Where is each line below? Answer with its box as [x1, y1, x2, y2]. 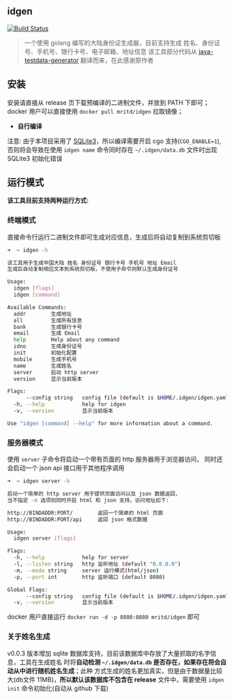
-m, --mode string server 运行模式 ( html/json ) [13, 567, 159, 574]
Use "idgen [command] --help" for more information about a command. [7, 420, 214, 427]
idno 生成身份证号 [13, 343, 82, 350]
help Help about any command [13, 337, 120, 344]
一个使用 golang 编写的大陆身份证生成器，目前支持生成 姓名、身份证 [24, 38, 221, 47]
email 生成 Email [13, 330, 80, 337]
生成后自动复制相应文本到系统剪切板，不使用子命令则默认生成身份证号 [7, 265, 179, 273]
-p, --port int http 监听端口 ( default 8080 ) [13, 573, 166, 580]
